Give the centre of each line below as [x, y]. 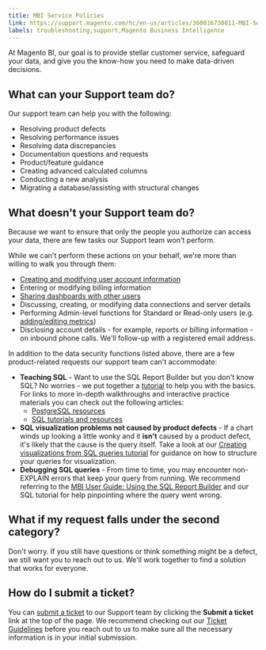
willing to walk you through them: [62, 264]
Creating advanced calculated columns [84, 171]
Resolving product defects [63, 129]
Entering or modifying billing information [85, 287]
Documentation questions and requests [84, 154]
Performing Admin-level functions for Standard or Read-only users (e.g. [137, 313]
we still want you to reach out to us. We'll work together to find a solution [127, 560]
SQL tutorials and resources [77, 419]
